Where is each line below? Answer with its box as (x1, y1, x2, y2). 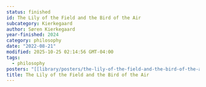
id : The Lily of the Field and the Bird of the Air (6, 15, 141, 21)
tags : (6, 55, 20, 61)
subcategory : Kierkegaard (6, 20, 72, 26)
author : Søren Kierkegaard (6, 26, 75, 32)
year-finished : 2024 (6, 32, 59, 38)
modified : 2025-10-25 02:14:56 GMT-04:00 (6, 49, 114, 55)
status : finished (6, 9, 51, 15)
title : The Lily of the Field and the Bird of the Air (6, 72, 150, 78)
